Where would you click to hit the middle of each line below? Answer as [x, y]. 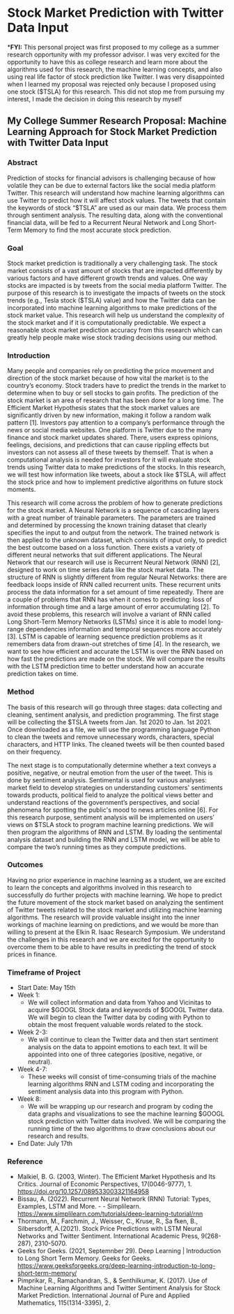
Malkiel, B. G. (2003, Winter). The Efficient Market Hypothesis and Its [116, 1177]
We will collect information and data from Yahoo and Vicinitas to [119, 1002]
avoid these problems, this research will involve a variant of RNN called [109, 614]
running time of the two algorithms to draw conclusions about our [122, 1129]
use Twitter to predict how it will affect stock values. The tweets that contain [117, 200]
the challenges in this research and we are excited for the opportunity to [111, 939]
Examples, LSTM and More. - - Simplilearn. [79, 1206]
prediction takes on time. [43, 674]
